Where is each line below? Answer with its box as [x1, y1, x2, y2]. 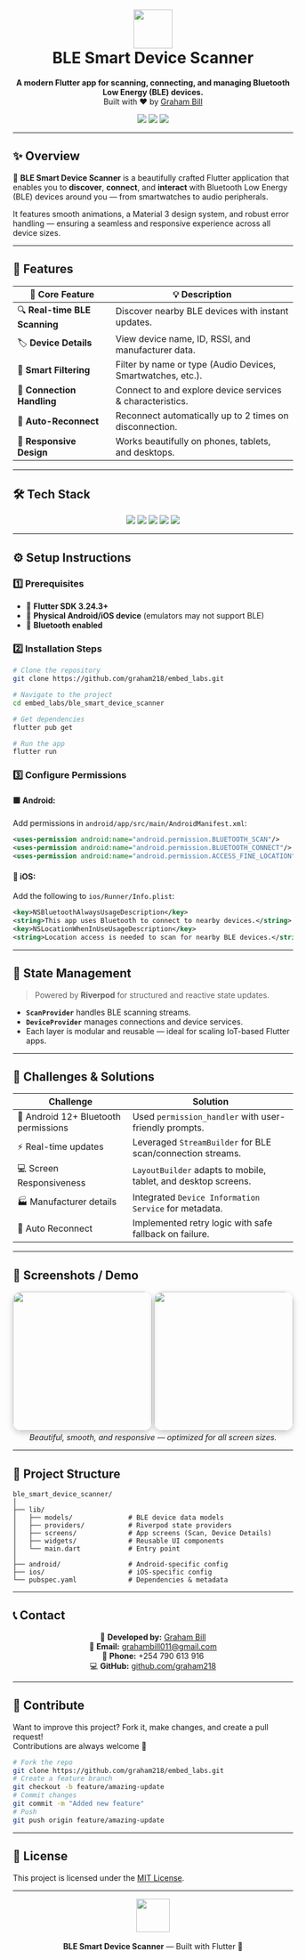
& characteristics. [115, 394, 189, 407]
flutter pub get [12, 723, 73, 732]
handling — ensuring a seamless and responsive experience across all [12, 218, 271, 229]
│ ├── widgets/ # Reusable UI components [12, 1536, 224, 1546]
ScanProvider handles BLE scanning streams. [25, 1007, 191, 1017]
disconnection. [115, 420, 178, 433]
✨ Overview [12, 149, 81, 164]
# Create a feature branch [12, 1774, 113, 1784]
